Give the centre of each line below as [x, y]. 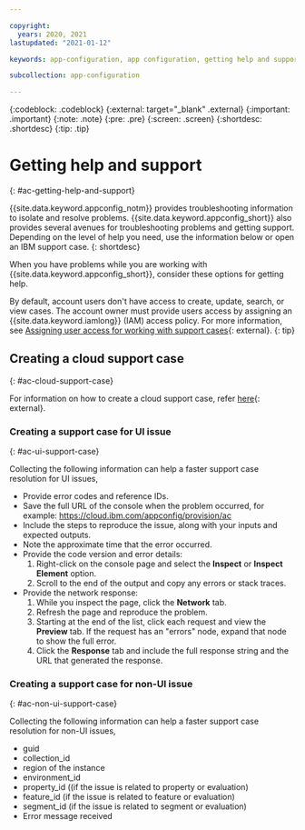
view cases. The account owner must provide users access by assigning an [151, 311]
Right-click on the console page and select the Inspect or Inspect [159, 564]
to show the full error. [76, 641]
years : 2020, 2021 [53, 34]
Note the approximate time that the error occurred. [117, 545]
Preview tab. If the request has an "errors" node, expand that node [162, 632]
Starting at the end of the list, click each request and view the [151, 622]
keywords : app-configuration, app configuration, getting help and [140, 59]
